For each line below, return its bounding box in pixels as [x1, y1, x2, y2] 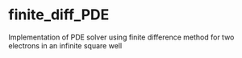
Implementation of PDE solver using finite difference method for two [8, 32, 235, 42]
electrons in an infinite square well [8, 40, 123, 50]
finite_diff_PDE [8, 6, 110, 24]
